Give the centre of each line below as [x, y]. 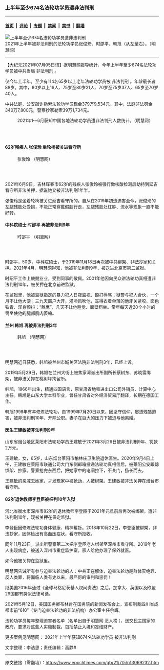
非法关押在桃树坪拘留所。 [43, 379]
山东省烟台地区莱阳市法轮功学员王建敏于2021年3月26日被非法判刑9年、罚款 [82, 442]
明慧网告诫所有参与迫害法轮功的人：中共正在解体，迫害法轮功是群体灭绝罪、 [82, 571]
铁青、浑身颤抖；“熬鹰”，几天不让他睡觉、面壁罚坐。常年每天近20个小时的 [80, 307]
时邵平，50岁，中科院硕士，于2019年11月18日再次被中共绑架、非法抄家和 [79, 262]
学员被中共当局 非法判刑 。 [32, 71]
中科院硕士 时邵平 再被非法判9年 [37, 225]
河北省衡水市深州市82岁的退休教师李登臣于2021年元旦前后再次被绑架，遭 [79, 511]
